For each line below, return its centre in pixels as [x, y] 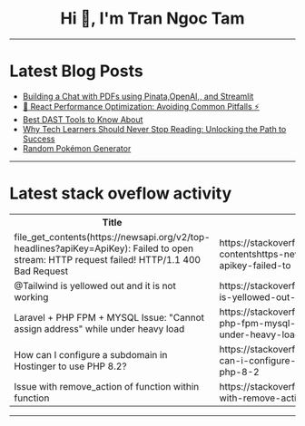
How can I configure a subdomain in [91, 354]
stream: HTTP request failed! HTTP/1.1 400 [108, 259]
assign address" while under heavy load [99, 328]
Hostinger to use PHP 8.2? [70, 366]
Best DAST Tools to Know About [83, 119]
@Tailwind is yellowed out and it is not [95, 286]
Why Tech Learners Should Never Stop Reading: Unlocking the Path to [154, 129]
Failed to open [163, 248]
